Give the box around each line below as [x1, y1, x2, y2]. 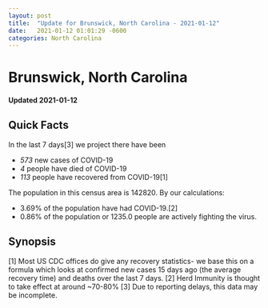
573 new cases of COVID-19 [19, 155, 114, 165]
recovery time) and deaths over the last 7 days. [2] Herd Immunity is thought [8, 273, 261, 282]
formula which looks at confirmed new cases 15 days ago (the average [8, 265, 242, 274]
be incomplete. [8, 290, 58, 300]
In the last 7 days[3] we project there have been [8, 139, 166, 149]
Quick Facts [8, 118, 70, 132]
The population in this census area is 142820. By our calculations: [8, 187, 226, 197]
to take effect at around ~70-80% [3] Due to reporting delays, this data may [8, 282, 258, 291]
